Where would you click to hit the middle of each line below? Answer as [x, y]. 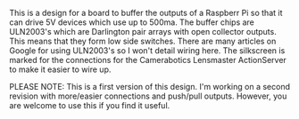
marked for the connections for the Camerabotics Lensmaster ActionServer [148, 60]
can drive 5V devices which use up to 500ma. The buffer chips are [132, 22]
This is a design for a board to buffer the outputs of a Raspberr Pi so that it [146, 13]
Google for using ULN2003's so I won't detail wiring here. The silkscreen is [147, 51]
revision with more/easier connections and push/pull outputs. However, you [148, 96]
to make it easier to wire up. [60, 69]
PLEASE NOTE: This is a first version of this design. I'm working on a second [149, 87]
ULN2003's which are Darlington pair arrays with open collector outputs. [143, 32]
